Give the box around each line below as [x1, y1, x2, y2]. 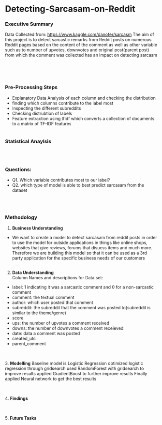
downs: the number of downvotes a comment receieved [12, 325, 124, 331]
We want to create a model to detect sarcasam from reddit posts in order [12, 234, 157, 240]
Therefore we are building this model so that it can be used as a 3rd [12, 250, 147, 256]
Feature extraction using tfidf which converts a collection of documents [12, 115, 155, 121]
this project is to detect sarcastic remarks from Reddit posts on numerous [5, 37, 152, 43]
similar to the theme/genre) [12, 310, 67, 316]
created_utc [12, 335, 36, 341]
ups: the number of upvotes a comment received [12, 320, 110, 326]
